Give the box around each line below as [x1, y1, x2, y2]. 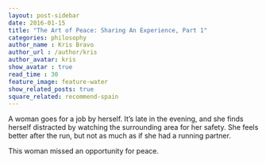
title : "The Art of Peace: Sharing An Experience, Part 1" [8, 26, 208, 34]
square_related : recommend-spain [8, 93, 119, 100]
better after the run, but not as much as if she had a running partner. [8, 131, 232, 141]
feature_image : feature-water [8, 78, 109, 85]
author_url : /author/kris [8, 48, 98, 56]
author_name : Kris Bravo [8, 41, 94, 49]
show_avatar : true [8, 63, 73, 71]
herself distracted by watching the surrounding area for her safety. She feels [8, 123, 259, 132]
